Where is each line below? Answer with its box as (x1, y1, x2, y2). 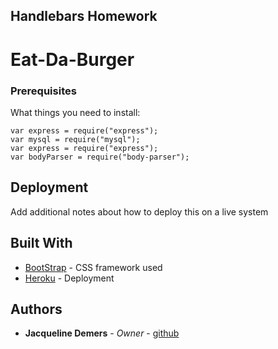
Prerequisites (10, 84, 77, 98)
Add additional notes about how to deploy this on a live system (10, 205, 269, 218)
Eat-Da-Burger (10, 48, 135, 71)
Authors (10, 300, 63, 318)
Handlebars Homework (10, 8, 158, 25)
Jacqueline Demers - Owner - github (24, 327, 180, 339)
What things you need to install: (10, 106, 141, 118)
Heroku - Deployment (24, 272, 115, 284)
